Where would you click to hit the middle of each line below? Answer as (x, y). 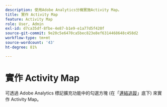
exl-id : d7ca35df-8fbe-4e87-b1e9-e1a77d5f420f (55, 29)
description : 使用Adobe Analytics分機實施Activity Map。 (63, 10)
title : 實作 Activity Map (31, 15)
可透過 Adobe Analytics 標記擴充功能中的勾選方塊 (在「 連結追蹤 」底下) (79, 93)
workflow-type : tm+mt (28, 38)
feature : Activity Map (29, 19)
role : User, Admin (24, 24)
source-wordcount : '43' (30, 43)
